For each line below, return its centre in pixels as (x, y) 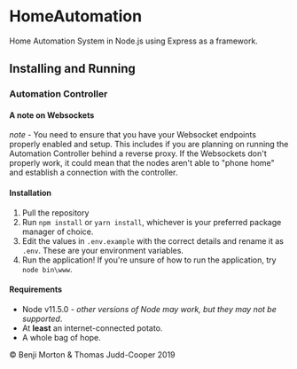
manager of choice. (58, 232)
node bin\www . (47, 269)
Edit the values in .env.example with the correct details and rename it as (152, 240)
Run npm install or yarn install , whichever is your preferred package (152, 222)
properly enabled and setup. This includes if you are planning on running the (149, 145)
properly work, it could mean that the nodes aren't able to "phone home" (142, 163)
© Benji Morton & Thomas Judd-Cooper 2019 (92, 354)
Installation (30, 193)
